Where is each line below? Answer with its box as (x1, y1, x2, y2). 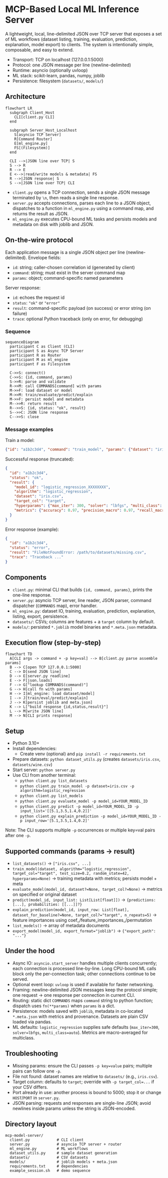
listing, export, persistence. (12, 613, 69, 619)
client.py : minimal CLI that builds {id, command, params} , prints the (12, 586, 152, 593)
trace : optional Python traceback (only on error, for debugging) (12, 315, 143, 322)
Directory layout (5, 1120, 57, 1128)
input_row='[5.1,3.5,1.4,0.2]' (24, 818, 90, 823)
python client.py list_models (19, 793, 83, 799)
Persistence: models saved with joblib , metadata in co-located (12, 1008, 143, 1014)
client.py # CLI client (9, 1137, 84, 1143)
